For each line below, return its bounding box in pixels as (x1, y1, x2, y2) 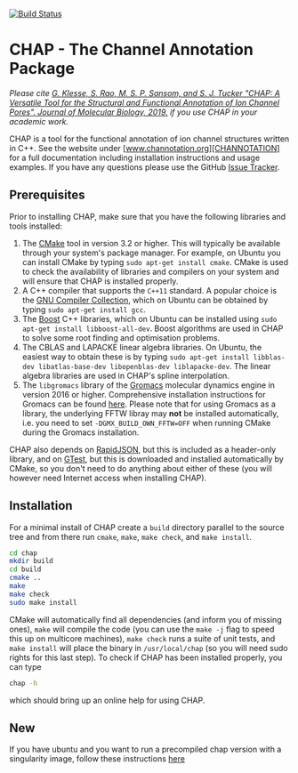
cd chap (9, 548, 38, 558)
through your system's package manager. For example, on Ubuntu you (21, 247, 282, 258)
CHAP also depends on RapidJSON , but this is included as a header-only (9, 444, 277, 455)
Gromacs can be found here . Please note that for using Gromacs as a (21, 399, 276, 409)
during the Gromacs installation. (21, 427, 140, 438)
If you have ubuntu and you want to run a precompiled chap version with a (9, 744, 282, 755)
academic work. (9, 116, 69, 126)
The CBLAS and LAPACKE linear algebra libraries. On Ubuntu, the (21, 342, 262, 352)
